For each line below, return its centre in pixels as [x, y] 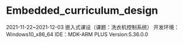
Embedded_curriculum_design [82, 11]
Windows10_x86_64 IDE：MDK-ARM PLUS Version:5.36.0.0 [77, 34]
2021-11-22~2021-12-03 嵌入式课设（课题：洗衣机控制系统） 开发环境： [93, 27]
